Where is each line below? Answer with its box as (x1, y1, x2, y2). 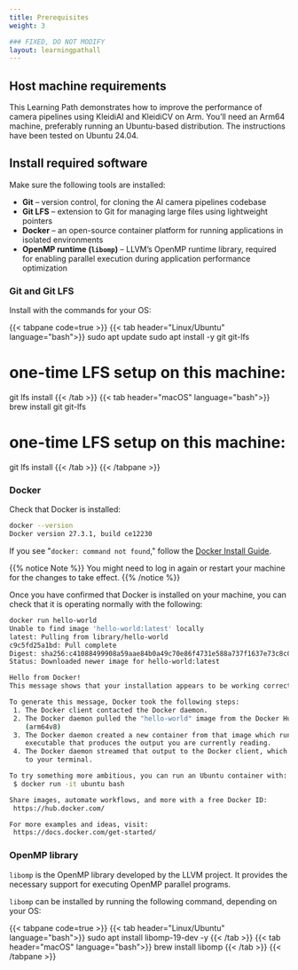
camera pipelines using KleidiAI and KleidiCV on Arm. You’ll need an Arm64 (9, 112, 286, 122)
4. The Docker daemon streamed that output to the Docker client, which (12, 747, 288, 756)
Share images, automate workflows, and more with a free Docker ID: (9, 795, 268, 804)
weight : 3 (9, 21, 46, 30)
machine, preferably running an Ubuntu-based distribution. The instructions (9, 121, 286, 131)
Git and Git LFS (9, 285, 74, 297)
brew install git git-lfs (9, 401, 87, 413)
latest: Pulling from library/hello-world (9, 632, 169, 642)
